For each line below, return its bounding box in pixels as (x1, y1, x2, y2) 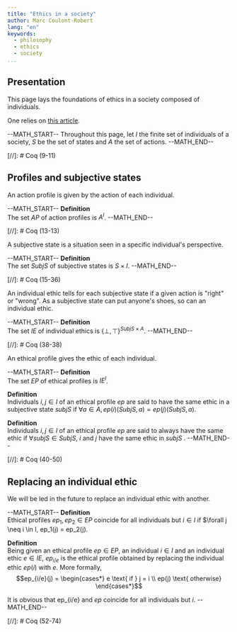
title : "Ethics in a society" (7, 10, 97, 18)
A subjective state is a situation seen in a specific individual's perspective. (7, 240, 224, 249)
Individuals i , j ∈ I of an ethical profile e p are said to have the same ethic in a (7, 397, 230, 406)
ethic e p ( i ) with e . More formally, (7, 563, 103, 571)
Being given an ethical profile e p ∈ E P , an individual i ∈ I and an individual (7, 546, 225, 555)
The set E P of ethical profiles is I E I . (7, 375, 108, 385)
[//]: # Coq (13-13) (7, 227, 60, 235)
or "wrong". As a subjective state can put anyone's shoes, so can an (7, 297, 207, 305)
